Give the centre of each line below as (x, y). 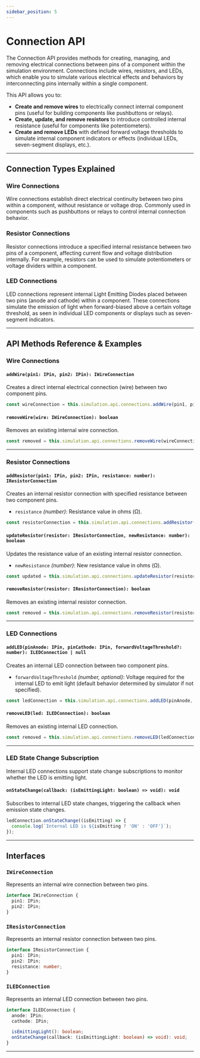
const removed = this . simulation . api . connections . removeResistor (89, 613)
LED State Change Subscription (53, 758)
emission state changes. (36, 810)
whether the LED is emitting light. (47, 777)
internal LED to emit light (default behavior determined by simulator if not (104, 683)
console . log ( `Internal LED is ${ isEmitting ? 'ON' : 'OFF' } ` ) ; (92, 826)
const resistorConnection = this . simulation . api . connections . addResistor (100, 523)
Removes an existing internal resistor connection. (66, 602)
